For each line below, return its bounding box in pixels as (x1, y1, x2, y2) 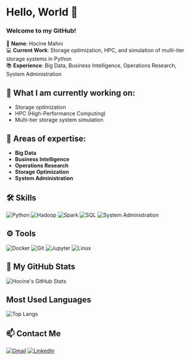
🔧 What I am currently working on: (6, 87, 136, 98)
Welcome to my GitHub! (6, 27, 76, 35)
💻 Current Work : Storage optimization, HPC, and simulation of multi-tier (6, 47, 185, 54)
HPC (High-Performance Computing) (14, 110, 106, 117)
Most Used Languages (6, 295, 91, 305)
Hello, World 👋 (6, 5, 78, 19)
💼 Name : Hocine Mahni (6, 40, 64, 47)
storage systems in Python (6, 55, 72, 62)
